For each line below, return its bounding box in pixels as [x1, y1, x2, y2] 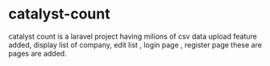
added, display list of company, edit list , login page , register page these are [8, 39, 262, 49]
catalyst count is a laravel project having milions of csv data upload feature [8, 31, 258, 41]
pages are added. [8, 48, 67, 58]
